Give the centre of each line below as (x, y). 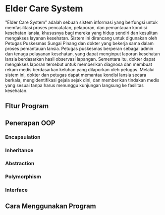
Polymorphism (23, 177)
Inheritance (19, 150)
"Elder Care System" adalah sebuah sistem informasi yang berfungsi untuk (82, 22)
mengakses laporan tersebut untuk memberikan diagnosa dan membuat (79, 64)
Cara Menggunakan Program (51, 206)
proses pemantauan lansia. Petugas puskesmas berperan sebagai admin (79, 48)
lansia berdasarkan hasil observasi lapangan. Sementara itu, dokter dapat (80, 59)
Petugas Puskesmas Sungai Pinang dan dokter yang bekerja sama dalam (79, 43)
